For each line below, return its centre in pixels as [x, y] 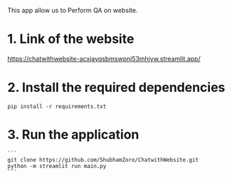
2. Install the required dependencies [116, 88]
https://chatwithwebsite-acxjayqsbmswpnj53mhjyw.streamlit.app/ [104, 58]
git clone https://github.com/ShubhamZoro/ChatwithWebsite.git [103, 159]
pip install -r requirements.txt [57, 106]
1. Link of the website [71, 39]
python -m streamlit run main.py [57, 166]
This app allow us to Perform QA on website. [73, 10]
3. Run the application [73, 135]
